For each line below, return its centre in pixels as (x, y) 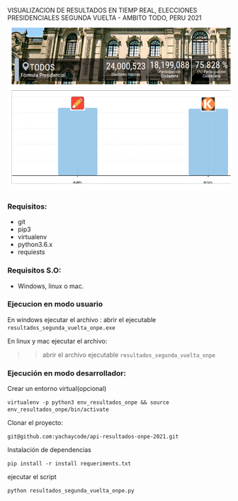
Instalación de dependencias (50, 450)
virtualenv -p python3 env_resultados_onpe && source (89, 403)
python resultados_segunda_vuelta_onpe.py (71, 491)
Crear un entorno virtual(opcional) (57, 389)
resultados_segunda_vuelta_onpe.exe (61, 328)
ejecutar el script (32, 477)
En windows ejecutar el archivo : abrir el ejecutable (82, 319)
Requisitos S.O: (34, 270)
